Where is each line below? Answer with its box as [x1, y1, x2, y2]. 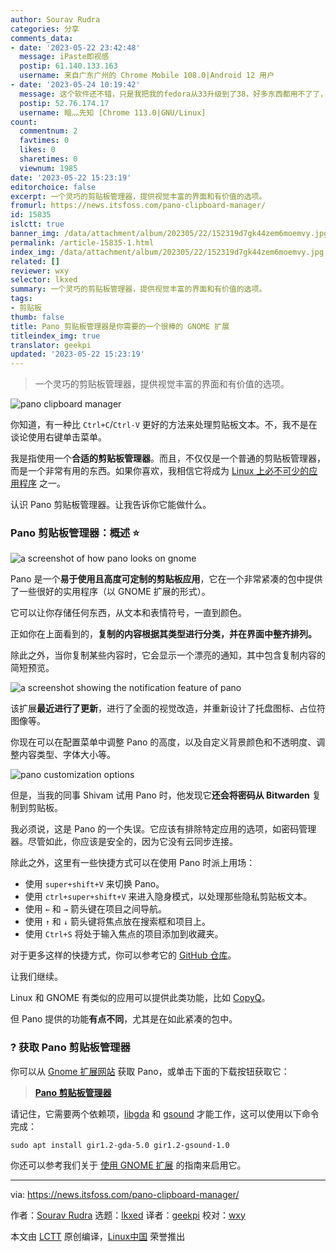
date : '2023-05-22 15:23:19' [10, 172, 132, 183]
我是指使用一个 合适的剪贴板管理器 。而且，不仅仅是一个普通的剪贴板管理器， [10, 452, 326, 465]
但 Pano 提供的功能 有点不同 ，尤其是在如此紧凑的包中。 [10, 1013, 238, 1025]
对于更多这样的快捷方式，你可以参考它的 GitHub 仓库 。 [10, 949, 237, 961]
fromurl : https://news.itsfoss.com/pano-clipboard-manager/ [10, 201, 267, 211]
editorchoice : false [10, 182, 97, 192]
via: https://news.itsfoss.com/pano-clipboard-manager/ [10, 1188, 240, 1200]
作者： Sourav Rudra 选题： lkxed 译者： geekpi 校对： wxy [10, 1209, 246, 1221]
